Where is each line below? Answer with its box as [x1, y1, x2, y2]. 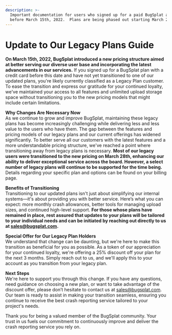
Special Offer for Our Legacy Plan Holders [5, 233, 96, 239]
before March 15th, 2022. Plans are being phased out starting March [10, 17, 164, 22]
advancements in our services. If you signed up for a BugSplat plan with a [5, 67, 164, 73]
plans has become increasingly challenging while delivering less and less [5, 121, 160, 127]
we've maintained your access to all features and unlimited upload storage [5, 89, 162, 95]
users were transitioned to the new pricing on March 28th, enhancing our [5, 153, 164, 160]
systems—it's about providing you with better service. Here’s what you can [5, 196, 164, 202]
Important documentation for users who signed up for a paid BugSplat [10, 12, 164, 17]
